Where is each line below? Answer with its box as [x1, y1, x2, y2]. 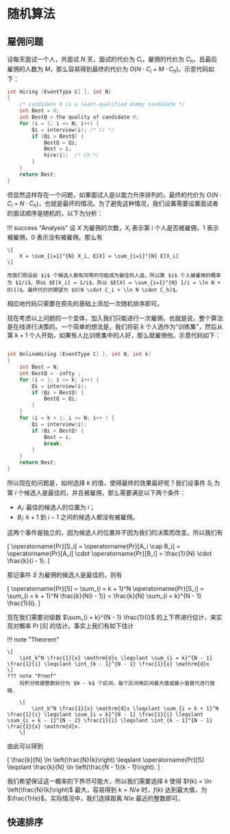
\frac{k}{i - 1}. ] [7, 557, 50, 565]
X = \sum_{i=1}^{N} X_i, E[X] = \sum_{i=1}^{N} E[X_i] [19, 253, 179, 260]
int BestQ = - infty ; [19, 370, 81, 377]
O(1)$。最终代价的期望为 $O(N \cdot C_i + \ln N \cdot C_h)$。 [7, 287, 181, 294]
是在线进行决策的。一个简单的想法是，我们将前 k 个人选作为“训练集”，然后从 [7, 323, 223, 331]
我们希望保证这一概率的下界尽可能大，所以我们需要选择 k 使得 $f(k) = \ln [7, 777, 212, 785]
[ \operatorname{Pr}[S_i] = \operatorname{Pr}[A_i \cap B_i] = [7, 542, 181, 551]
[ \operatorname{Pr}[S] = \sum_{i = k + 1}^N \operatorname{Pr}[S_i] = [7, 585, 205, 593]
